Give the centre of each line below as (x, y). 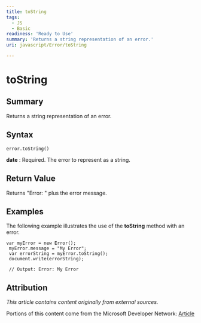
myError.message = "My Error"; (48, 248)
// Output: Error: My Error (44, 269)
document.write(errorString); (46, 259)
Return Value (31, 179)
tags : (13, 17)
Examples (25, 212)
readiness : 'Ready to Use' (40, 34)
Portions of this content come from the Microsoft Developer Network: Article (100, 313)
